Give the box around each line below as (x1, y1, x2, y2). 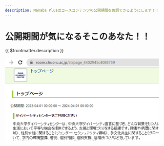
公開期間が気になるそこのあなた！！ (5, 31, 151, 42)
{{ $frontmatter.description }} (5, 47, 64, 53)
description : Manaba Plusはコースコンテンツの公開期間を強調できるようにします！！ (5, 8, 159, 13)
